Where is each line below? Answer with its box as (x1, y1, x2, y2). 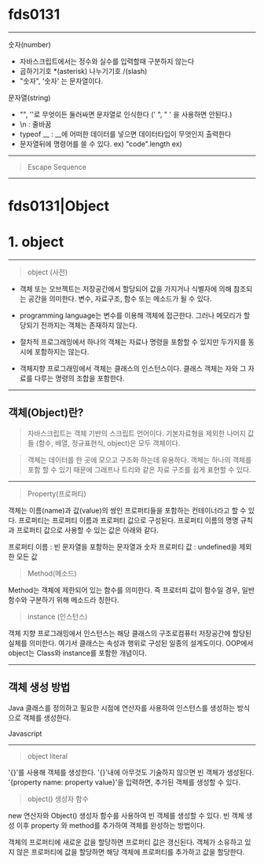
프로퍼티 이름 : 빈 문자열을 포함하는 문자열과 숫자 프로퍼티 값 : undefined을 (8, 542, 237, 551)
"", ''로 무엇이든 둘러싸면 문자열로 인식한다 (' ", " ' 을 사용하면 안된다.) (19, 109, 233, 119)
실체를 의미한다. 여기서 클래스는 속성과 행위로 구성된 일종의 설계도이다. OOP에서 (8, 638, 254, 648)
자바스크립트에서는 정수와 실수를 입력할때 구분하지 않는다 (19, 57, 195, 66)
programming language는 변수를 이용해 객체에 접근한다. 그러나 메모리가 (19, 311, 242, 320)
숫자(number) (8, 39, 51, 49)
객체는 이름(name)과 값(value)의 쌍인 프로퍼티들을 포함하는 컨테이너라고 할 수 (8, 506, 247, 515)
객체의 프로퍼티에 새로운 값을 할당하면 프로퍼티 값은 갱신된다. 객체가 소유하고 (8, 837, 244, 847)
